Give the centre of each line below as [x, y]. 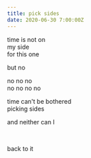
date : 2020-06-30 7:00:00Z [45, 20]
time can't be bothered [39, 101]
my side [18, 47]
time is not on [26, 39]
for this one [23, 54]
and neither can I [31, 122]
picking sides [26, 109]
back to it [20, 148]
